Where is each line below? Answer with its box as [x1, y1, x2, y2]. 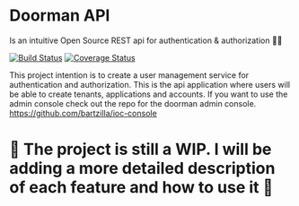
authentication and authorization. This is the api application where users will [9, 79, 290, 90]
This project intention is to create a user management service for [9, 69, 250, 81]
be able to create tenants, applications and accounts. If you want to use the [9, 89, 288, 99]
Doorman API [9, 5, 110, 26]
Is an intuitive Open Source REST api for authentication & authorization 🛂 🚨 [9, 35, 283, 46]
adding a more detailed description [9, 159, 276, 179]
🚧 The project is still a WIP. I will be [9, 140, 272, 159]
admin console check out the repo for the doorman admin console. [9, 98, 257, 108]
